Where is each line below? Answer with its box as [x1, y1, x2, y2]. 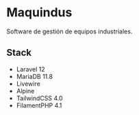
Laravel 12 [16, 65, 45, 73]
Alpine [16, 86, 35, 95]
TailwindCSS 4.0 [16, 94, 63, 102]
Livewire [16, 80, 40, 88]
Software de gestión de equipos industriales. [6, 27, 133, 35]
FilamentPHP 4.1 [16, 101, 62, 110]
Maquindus [6, 5, 73, 20]
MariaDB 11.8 [16, 72, 53, 80]
